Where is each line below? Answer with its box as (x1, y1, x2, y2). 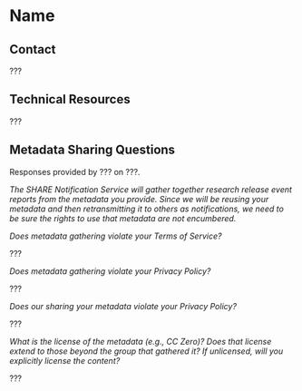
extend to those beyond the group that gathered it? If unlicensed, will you (9, 346, 284, 357)
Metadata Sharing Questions (9, 142, 175, 158)
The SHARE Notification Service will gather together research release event (9, 183, 293, 195)
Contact (9, 42, 56, 57)
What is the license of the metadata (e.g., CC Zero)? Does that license (9, 336, 272, 347)
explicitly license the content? (9, 355, 121, 366)
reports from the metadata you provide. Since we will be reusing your (9, 193, 269, 204)
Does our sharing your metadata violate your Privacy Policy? (9, 300, 238, 311)
